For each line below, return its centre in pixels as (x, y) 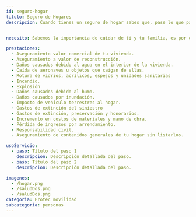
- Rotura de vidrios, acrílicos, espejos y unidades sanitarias (91, 76)
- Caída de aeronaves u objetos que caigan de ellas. (78, 70)
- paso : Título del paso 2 (44, 162)
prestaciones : (23, 48)
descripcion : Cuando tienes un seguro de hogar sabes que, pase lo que (95, 22)
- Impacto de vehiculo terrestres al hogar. (66, 103)
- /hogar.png (27, 183)
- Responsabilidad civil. (43, 130)
